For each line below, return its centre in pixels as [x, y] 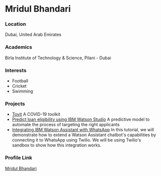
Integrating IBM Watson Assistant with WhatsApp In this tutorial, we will [83, 130]
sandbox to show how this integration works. [57, 145]
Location [16, 24]
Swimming [22, 91]
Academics [19, 47]
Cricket [19, 86]
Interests [16, 70]
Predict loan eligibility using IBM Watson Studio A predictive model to [81, 119]
